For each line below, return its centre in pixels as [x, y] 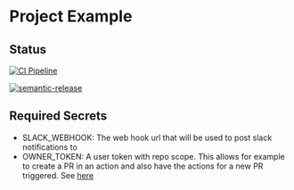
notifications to [49, 147]
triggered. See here [58, 175]
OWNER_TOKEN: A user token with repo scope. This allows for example [153, 156]
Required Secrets [58, 116]
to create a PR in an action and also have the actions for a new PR [143, 166]
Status [28, 50]
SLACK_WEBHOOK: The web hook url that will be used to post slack [147, 137]
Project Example [71, 17]
